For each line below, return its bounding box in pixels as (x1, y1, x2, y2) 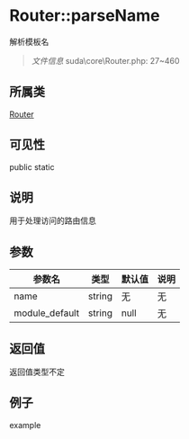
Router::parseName (9, 5, 160, 26)
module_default (13, 307, 79, 319)
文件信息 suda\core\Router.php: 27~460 (31, 55, 180, 66)
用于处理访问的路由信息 (9, 215, 96, 226)
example (9, 419, 41, 430)
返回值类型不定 (9, 366, 65, 377)
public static (9, 161, 56, 172)
